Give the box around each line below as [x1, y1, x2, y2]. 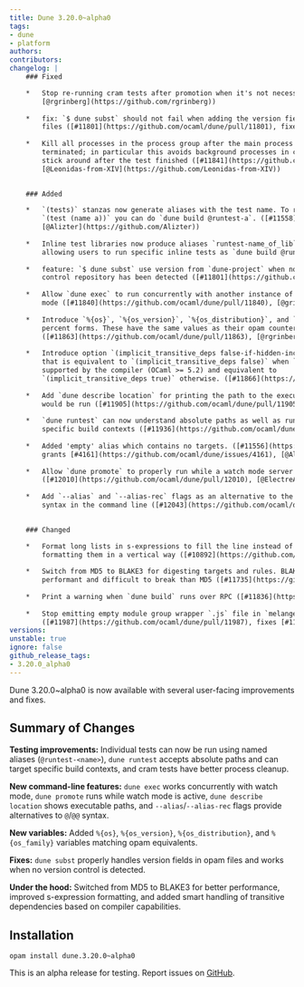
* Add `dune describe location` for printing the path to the [25, 391, 273, 400]
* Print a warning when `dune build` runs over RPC [25, 592, 233, 601]
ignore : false [9, 643, 63, 653]
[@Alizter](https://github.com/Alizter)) [42, 223, 201, 232]
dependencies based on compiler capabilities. [9, 901, 182, 912]
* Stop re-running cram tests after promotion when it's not [25, 88, 270, 98]
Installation [9, 927, 74, 943]
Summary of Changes [9, 721, 136, 736]
